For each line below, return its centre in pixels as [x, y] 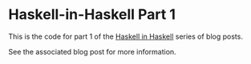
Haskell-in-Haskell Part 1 [92, 15]
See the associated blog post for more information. [92, 51]
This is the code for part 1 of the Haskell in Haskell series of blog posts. [125, 36]
